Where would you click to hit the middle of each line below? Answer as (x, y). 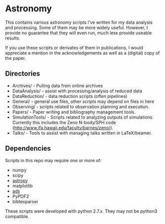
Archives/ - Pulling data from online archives (58, 86)
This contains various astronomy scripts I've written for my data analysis (79, 22)
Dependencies (28, 149)
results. (13, 38)
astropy (20, 180)
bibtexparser (25, 201)
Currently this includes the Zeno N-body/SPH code (64, 122)
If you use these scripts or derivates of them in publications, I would (74, 47)
